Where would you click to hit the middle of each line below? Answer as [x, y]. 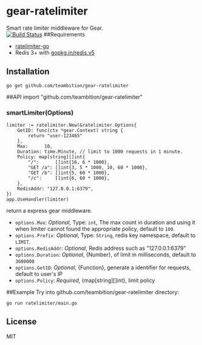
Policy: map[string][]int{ [51, 157]
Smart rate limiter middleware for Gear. [55, 28]
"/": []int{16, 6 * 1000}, [69, 162]
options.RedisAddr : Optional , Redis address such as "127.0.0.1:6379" [100, 248]
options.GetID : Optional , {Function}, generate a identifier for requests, [103, 267]
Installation [28, 72]
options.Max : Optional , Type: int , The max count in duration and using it [105, 223]
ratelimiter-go [32, 46]
